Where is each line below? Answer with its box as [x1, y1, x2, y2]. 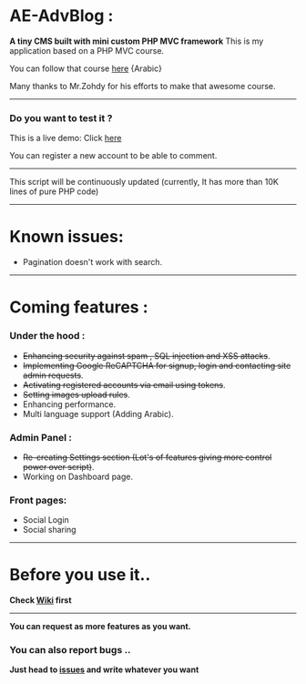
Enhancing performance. [22, 398, 117, 410]
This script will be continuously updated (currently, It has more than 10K [9, 177, 280, 188]
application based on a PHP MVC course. [9, 45, 165, 56]
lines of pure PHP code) [9, 186, 99, 197]
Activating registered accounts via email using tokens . [22, 379, 226, 390]
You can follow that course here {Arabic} [9, 63, 162, 74]
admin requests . [22, 370, 84, 381]
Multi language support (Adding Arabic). [22, 408, 175, 419]
